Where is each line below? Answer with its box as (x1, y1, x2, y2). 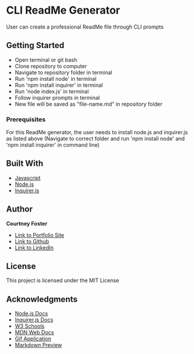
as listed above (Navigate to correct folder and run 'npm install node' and (6, 135, 185, 143)
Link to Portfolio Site (14, 231, 65, 238)
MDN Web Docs (14, 329, 55, 336)
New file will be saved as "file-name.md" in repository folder (14, 100, 163, 108)
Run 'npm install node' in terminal (14, 75, 97, 82)
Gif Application (14, 335, 52, 342)
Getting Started (6, 40, 65, 50)
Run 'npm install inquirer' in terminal (14, 81, 103, 88)
